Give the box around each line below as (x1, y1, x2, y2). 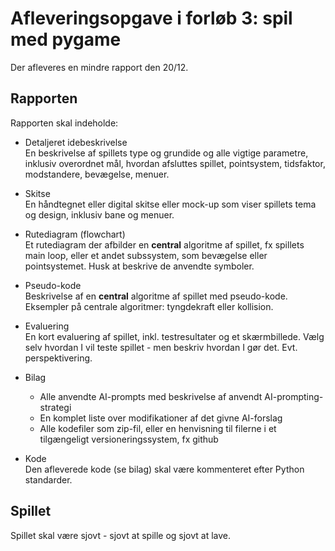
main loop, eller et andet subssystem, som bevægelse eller (24, 249, 268, 261)
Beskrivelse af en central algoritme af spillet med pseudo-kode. (24, 290, 288, 302)
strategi (39, 401, 72, 413)
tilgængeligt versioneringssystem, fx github (39, 433, 219, 445)
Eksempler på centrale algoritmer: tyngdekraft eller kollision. (24, 300, 274, 312)
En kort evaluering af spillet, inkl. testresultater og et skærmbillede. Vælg (24, 330, 325, 342)
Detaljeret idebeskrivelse (24, 136, 128, 148)
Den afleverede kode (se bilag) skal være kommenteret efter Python (24, 463, 305, 475)
